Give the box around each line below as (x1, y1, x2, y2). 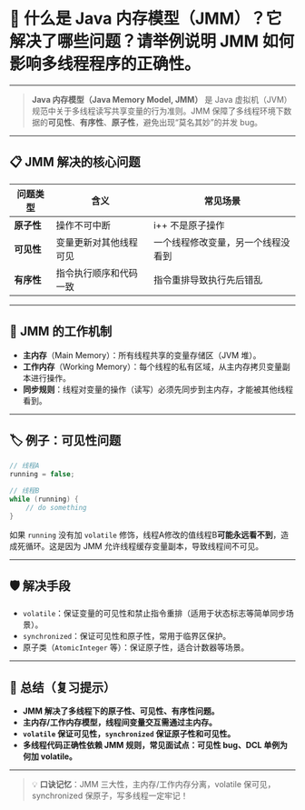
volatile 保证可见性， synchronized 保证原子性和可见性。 (22, 728, 236, 739)
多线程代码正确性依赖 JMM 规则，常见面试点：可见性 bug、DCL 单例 (22, 740, 280, 751)
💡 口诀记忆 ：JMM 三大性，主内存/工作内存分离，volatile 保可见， (31, 779, 276, 790)
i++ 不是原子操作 (152, 219, 225, 232)
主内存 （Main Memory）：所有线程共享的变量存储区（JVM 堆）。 (22, 349, 261, 360)
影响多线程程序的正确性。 (9, 54, 202, 75)
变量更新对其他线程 (55, 235, 139, 248)
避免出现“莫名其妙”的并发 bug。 (143, 116, 263, 127)
